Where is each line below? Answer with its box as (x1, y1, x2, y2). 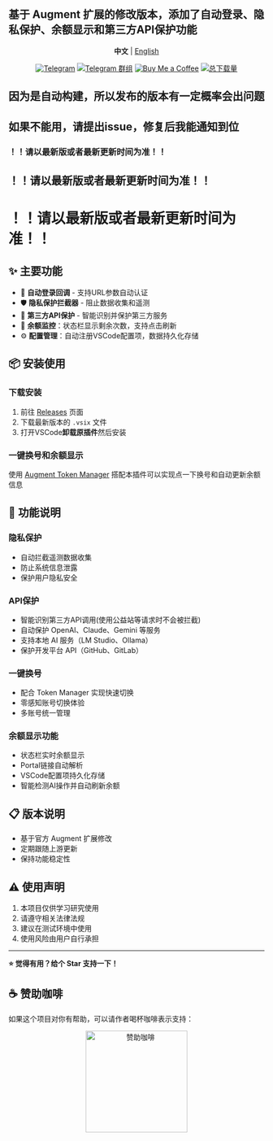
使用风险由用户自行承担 (19, 934, 99, 943)
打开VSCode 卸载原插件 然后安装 (19, 427, 127, 437)
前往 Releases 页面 (19, 407, 84, 416)
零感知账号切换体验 (19, 698, 85, 708)
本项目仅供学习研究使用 (19, 904, 99, 913)
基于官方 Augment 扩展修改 (19, 834, 112, 843)
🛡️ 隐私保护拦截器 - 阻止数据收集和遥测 (19, 298, 150, 307)
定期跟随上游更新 (19, 844, 78, 854)
